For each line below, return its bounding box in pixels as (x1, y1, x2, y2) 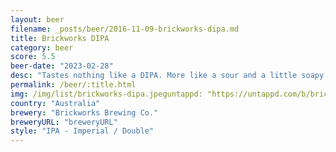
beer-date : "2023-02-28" (10, 61, 114, 71)
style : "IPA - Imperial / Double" (10, 126, 155, 136)
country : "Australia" (10, 98, 101, 108)
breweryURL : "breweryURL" (10, 117, 118, 127)
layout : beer (10, 14, 65, 25)
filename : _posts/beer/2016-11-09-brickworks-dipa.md (10, 24, 240, 34)
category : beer (10, 42, 74, 53)
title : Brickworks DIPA (10, 33, 110, 43)
